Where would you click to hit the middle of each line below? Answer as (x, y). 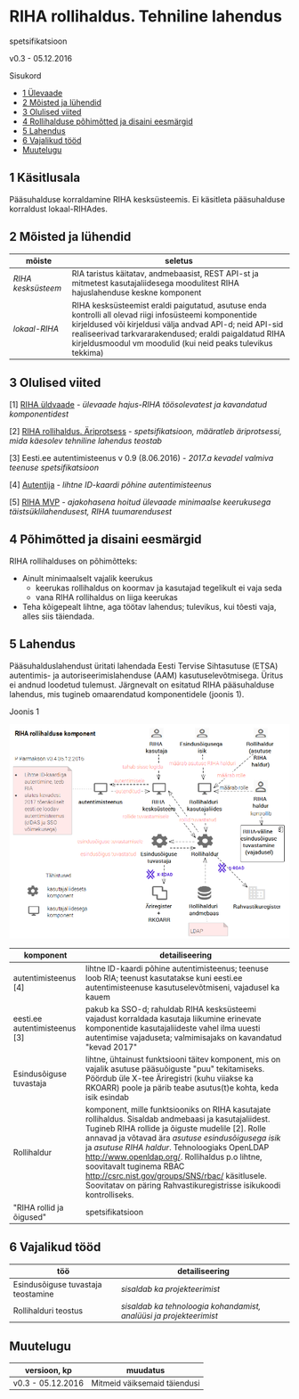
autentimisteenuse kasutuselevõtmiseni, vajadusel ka (183, 987)
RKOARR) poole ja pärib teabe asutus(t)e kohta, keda (182, 1088)
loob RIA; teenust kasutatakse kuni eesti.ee (164, 977)
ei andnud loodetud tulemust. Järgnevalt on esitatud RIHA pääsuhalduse (142, 685)
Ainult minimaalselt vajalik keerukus (87, 578)
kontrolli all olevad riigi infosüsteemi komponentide (165, 315)
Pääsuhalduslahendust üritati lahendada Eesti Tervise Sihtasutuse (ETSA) (144, 665)
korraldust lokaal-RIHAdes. (59, 209)
